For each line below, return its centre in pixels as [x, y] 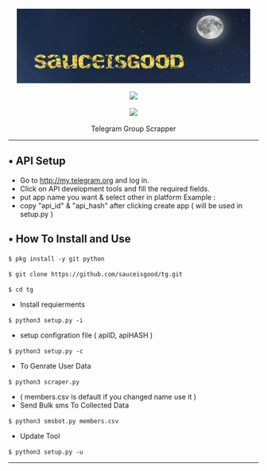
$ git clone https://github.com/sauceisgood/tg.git [95, 274]
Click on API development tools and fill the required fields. [115, 188]
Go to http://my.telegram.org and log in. [84, 180]
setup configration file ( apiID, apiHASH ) [86, 335]
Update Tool [40, 436]
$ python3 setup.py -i [46, 320]
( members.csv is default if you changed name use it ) [108, 396]
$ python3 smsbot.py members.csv [64, 421]
